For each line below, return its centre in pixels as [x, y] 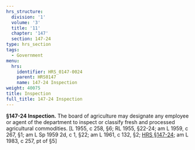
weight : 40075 [23, 88]
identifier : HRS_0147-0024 [50, 72]
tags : [13, 50]
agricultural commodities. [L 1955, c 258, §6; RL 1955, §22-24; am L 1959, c [97, 128]
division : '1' [28, 17]
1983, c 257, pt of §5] [32, 141]
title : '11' [26, 28]
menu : [13, 61]
